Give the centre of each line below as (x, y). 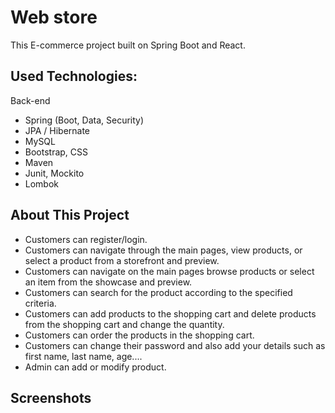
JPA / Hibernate (57, 130)
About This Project (70, 215)
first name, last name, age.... (83, 356)
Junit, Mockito (54, 173)
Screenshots (51, 397)
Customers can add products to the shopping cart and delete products (170, 313)
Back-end (30, 100)
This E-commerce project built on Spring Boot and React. (128, 45)
